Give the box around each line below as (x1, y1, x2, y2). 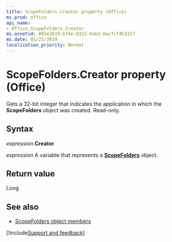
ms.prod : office (6, 14, 47, 20)
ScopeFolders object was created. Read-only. (6, 106, 120, 114)
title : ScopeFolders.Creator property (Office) (6, 8, 128, 15)
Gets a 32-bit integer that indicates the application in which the (6, 100, 162, 108)
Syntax (6, 124, 34, 134)
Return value (6, 169, 55, 179)
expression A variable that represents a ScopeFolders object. (6, 151, 158, 158)
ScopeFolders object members (14, 218, 91, 225)
